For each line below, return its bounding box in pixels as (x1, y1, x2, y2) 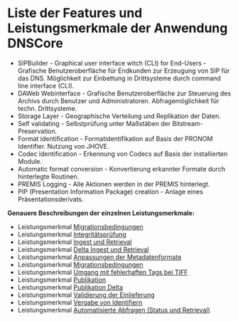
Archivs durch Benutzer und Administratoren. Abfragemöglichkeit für (17, 96, 220, 105)
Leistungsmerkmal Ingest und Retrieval (17, 237, 132, 246)
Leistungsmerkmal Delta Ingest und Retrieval (17, 245, 149, 253)
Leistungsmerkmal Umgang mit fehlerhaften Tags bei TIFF (17, 268, 188, 276)
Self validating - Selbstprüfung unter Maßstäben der (17, 119, 171, 127)
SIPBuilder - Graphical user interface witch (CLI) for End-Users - (17, 58, 207, 67)
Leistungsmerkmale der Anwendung (7, 20, 228, 36)
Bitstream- (172, 119, 204, 127)
